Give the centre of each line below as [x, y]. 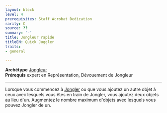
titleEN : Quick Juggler [30, 42]
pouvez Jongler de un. [28, 105]
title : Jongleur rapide [30, 38]
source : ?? [16, 28]
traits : [13, 47]
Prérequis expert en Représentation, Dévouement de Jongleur [69, 75]
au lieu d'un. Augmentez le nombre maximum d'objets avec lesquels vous [81, 100]
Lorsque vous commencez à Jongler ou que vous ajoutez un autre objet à [81, 89]
